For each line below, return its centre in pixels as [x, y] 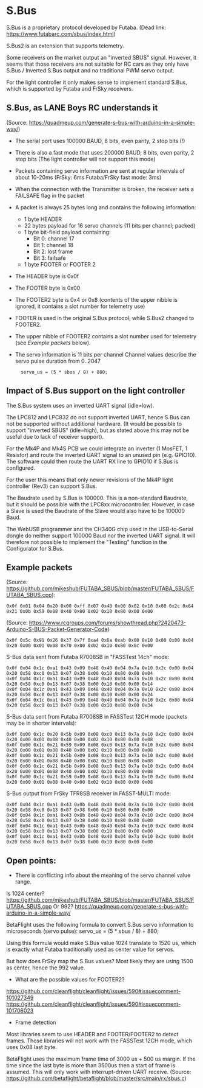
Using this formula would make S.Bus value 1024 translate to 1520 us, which [101, 943]
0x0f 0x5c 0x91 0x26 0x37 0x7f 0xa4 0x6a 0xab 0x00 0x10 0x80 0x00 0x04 [100, 640]
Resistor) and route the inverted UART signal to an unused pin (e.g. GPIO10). [101, 455]
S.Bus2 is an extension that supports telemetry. [65, 46]
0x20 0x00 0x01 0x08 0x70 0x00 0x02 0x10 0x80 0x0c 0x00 [80, 646]
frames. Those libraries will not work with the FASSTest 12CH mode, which [99, 1041]
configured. [21, 468]
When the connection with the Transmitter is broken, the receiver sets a [104, 189]
